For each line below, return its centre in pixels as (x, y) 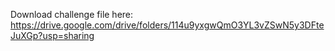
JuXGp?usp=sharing (52, 35)
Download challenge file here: (72, 14)
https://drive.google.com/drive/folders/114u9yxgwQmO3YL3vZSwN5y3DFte (167, 25)
